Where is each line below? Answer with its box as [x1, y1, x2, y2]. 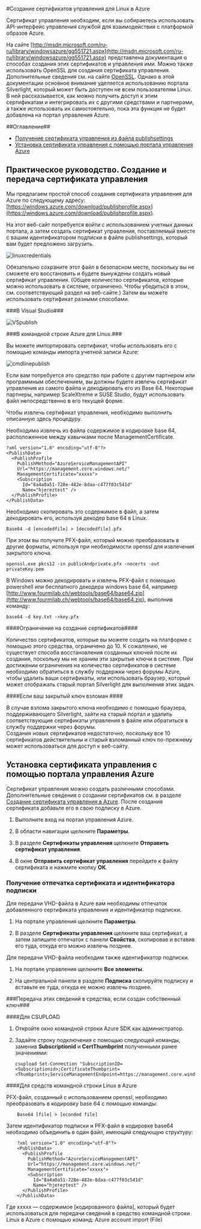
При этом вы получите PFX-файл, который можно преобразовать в [6, 536, 179, 543]
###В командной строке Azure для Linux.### [6, 330, 122, 337]
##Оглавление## [6, 123, 50, 130]
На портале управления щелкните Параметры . [14, 918, 137, 925]
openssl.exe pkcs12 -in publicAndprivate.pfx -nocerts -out [6, 561, 160, 567]
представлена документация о [107, 54, 187, 61]
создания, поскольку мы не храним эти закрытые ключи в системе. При [6, 655, 193, 662]
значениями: [14, 1049, 48, 1057]
